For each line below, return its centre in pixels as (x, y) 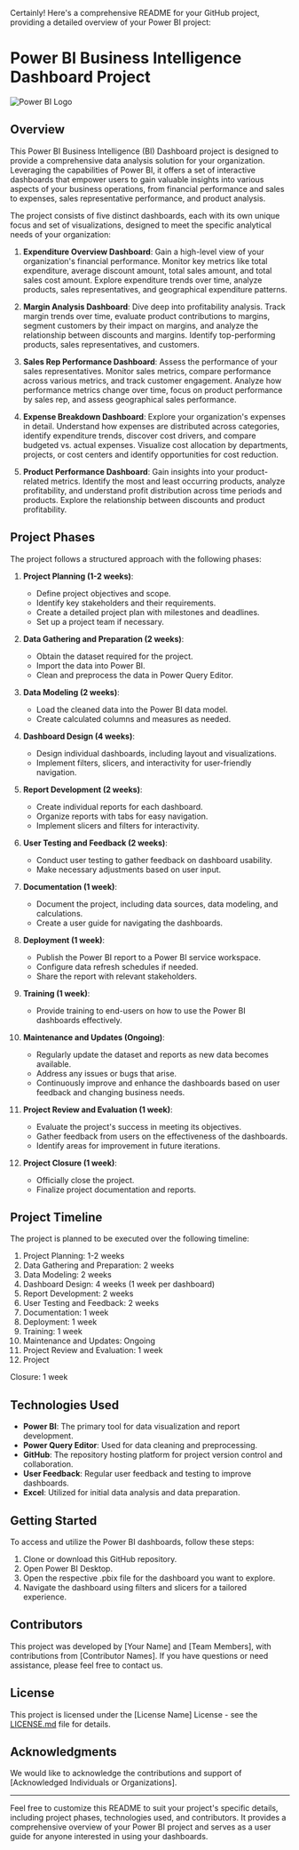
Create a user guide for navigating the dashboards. (130, 923)
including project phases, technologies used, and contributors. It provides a (148, 1818)
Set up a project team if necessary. (100, 621)
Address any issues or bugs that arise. (106, 1073)
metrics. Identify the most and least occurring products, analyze (168, 481)
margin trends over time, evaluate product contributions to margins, (146, 316)
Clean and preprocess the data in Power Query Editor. (134, 675)
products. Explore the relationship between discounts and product (144, 500)
